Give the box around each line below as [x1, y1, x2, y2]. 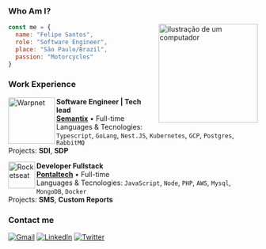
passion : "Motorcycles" [15, 53, 93, 61]
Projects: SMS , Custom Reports [8, 194, 113, 204]
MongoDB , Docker [36, 186, 87, 195]
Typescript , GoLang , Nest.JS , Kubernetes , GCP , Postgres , [56, 130, 234, 140]
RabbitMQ [56, 138, 85, 147]
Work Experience [8, 79, 77, 90]
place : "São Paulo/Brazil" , [15, 45, 108, 53]
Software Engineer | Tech [56, 96, 142, 106]
